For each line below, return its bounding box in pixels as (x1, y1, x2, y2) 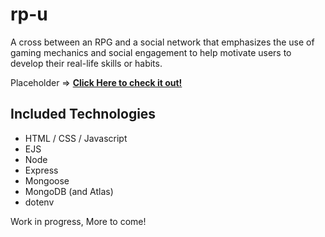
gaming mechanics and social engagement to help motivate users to (10, 46, 292, 58)
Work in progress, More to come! (10, 215, 147, 227)
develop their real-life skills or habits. (10, 57, 163, 69)
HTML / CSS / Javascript (24, 132, 128, 144)
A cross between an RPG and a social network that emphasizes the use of (10, 36, 315, 48)
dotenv (24, 196, 55, 208)
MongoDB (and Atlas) (24, 185, 114, 197)
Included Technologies (10, 106, 157, 123)
